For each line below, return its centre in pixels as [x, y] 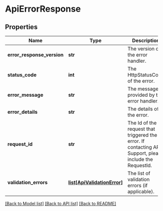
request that [141, 129]
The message [143, 89]
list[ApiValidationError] [95, 182]
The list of [139, 173]
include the [140, 159]
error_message [25, 95]
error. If [136, 141]
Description [146, 41]
